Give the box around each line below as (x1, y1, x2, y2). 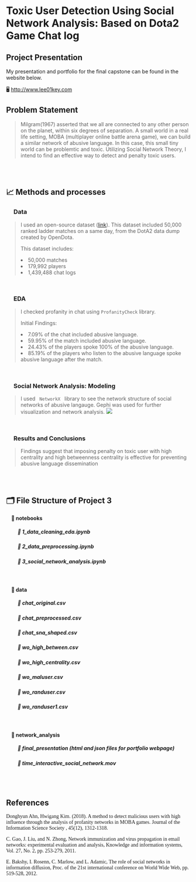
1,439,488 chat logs (27, 269, 76, 276)
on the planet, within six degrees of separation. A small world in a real (20, 127, 189, 134)
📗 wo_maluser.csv (17, 674, 63, 681)
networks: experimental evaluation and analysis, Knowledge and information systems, (6, 842, 183, 849)
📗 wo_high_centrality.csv (17, 658, 81, 665)
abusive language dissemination (20, 460, 98, 467)
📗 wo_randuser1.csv (17, 703, 68, 710)
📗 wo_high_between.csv (17, 644, 79, 651)
